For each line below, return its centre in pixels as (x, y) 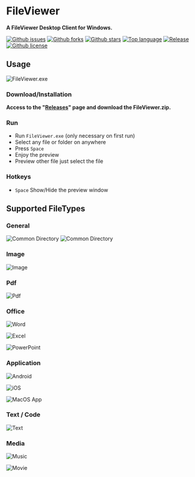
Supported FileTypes (46, 209)
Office (16, 311)
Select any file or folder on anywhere (60, 142)
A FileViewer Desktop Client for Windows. (59, 28)
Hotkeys (19, 177)
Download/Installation (39, 94)
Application (23, 363)
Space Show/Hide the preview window (62, 190)
